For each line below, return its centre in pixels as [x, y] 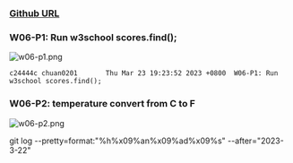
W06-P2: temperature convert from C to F [102, 104]
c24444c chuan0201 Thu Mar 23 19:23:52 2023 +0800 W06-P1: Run [144, 73]
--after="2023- [255, 141]
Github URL [34, 13]
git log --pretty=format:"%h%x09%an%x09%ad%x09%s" [117, 141]
